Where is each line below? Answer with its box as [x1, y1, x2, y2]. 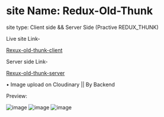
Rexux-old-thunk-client [6, 46, 63, 54]
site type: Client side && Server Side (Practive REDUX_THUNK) [6, 24, 159, 31]
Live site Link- [6, 35, 40, 42]
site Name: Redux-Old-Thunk [6, 4, 153, 18]
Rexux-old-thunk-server [6, 69, 65, 76]
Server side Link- [6, 58, 49, 65]
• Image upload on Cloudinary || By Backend [6, 81, 115, 88]
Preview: [6, 92, 28, 99]
